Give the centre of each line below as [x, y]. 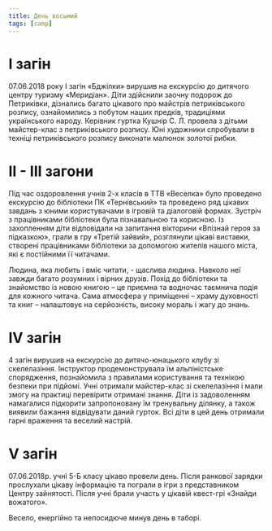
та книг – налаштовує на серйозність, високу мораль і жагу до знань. [129, 305]
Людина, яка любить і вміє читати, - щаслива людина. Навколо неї [125, 270]
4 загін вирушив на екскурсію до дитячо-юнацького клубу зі [114, 360]
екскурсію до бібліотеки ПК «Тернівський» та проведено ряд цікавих [129, 202]
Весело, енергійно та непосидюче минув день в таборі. [105, 518]
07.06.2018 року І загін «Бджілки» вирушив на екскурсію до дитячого [129, 86]
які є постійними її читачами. [59, 254]
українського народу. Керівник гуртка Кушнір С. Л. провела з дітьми [128, 121]
